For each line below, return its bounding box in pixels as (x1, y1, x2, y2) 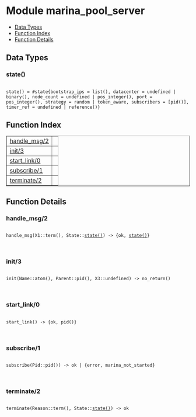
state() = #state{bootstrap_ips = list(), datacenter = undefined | (6, 89, 176, 95)
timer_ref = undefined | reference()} (6, 104, 100, 110)
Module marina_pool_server (6, 4, 145, 18)
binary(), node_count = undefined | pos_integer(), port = (6, 94, 153, 100)
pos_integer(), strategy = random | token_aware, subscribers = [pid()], (6, 99, 190, 105)
